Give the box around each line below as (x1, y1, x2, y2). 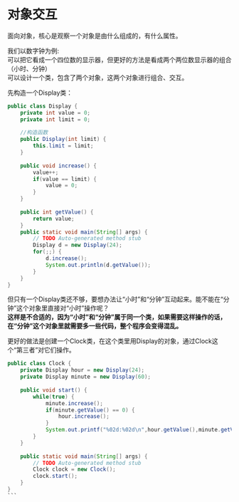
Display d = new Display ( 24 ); (33, 241, 122, 249)
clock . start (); (33, 473, 78, 480)
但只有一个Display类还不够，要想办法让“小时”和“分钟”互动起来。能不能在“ (7, 295, 224, 303)
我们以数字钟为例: (7, 46, 60, 55)
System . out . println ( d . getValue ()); (45, 261, 152, 268)
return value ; (33, 215, 75, 222)
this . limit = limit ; (33, 142, 94, 150)
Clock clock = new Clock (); (33, 466, 116, 474)
